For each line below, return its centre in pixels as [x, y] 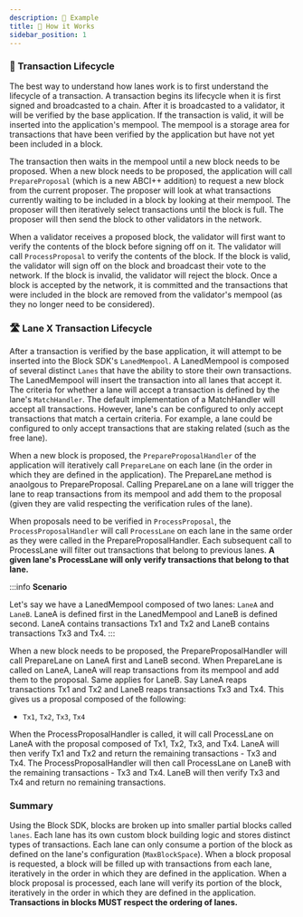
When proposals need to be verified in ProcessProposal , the [120, 521]
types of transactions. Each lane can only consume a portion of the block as [151, 845]
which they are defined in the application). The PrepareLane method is [141, 474]
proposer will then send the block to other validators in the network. [136, 219]
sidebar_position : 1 [48, 34]
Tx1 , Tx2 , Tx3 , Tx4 [54, 716]
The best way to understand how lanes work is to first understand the [139, 86]
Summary [32, 806]
